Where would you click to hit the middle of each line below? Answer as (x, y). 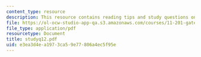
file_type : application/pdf (41, 28)
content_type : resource (36, 12)
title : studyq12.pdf (32, 39)
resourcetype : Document (36, 34)
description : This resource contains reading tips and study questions (97, 17)
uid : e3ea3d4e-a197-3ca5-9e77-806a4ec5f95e (61, 45)
